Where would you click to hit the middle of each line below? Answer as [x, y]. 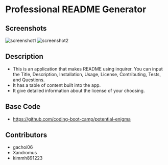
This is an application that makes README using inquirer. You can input [88, 69]
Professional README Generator [76, 9]
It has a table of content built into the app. [57, 85]
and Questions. [29, 80]
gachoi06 [23, 147]
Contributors [26, 135]
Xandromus [25, 153]
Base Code [23, 107]
